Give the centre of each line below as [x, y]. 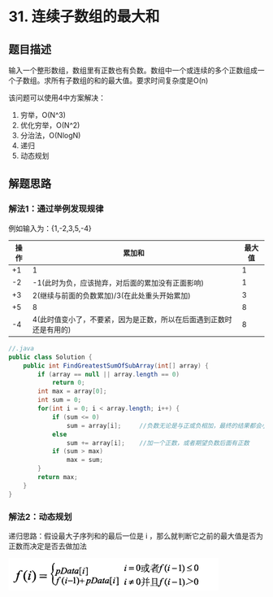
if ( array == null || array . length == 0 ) [109, 374]
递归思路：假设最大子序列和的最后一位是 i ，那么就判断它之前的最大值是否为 [136, 536]
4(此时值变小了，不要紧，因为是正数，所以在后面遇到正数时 [132, 320]
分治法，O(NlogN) [50, 135]
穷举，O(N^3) [43, 115]
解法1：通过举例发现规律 [56, 209]
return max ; [58, 477]
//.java [22, 348]
